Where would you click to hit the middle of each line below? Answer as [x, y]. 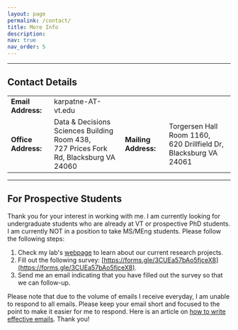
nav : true [22, 40]
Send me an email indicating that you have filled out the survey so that [120, 275]
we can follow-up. [44, 282]
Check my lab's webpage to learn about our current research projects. [120, 252]
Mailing [138, 139]
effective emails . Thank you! [49, 319]
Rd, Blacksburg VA [85, 157]
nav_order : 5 [27, 47]
